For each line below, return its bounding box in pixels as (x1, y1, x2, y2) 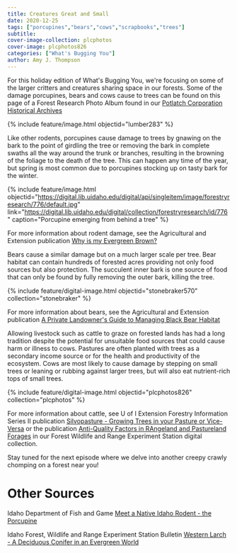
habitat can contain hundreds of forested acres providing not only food (7, 257, 214, 266)
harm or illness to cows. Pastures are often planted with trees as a (7, 344, 200, 352)
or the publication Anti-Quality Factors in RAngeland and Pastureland (25, 424, 227, 432)
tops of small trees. (7, 374, 64, 383)
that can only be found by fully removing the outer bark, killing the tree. (7, 272, 215, 281)
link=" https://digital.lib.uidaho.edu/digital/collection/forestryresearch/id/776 (7, 207, 229, 216)
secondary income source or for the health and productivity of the (7, 352, 200, 360)
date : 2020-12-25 (7, 17, 59, 24)
